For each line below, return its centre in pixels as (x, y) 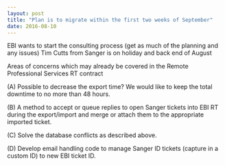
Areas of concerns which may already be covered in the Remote (98, 67)
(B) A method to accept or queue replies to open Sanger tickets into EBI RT (113, 108)
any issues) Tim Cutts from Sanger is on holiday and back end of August (110, 53)
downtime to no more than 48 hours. (59, 94)
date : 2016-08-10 (32, 26)
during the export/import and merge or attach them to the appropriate (106, 115)
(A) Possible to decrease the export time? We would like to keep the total (110, 87)
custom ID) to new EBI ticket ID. (51, 156)
